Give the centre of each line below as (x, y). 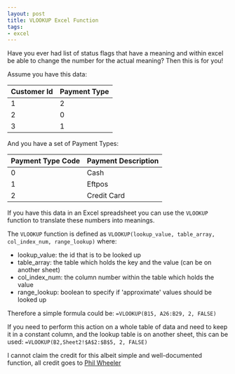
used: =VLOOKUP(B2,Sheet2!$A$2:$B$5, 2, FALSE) (78, 342)
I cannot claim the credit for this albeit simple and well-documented (105, 356)
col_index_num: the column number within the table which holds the (116, 277)
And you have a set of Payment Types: (63, 144)
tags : (15, 27)
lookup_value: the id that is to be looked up (79, 255)
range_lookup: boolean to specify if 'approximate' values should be (115, 293)
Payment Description (123, 161)
